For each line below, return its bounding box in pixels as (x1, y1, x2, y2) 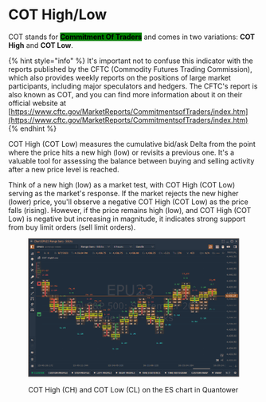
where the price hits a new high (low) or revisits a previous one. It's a (8, 148, 235, 157)
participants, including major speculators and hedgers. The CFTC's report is (8, 81, 258, 91)
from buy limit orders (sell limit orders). (8, 222, 136, 232)
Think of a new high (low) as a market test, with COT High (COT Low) (8, 179, 236, 189)
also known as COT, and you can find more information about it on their (8, 89, 243, 99)
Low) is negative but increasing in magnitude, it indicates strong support (8, 214, 246, 223)
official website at (8, 98, 66, 108)
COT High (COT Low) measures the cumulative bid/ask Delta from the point (8, 139, 256, 148)
